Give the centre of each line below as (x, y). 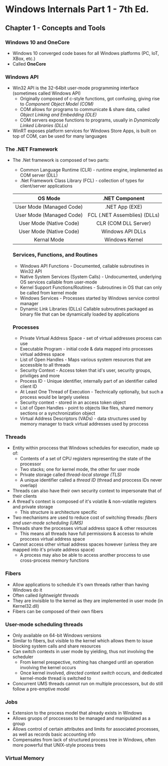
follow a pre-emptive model (41, 689)
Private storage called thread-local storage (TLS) (71, 475)
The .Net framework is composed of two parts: (61, 160)
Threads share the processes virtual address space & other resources (85, 528)
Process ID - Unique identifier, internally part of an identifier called (89, 381)
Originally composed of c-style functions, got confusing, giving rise (90, 99)
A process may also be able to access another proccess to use (85, 555)
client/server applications (46, 186)
